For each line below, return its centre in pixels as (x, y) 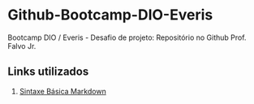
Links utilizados (48, 72)
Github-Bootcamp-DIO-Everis (110, 15)
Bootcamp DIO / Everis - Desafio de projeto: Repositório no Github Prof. (127, 37)
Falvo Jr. (22, 45)
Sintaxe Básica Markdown (62, 91)
